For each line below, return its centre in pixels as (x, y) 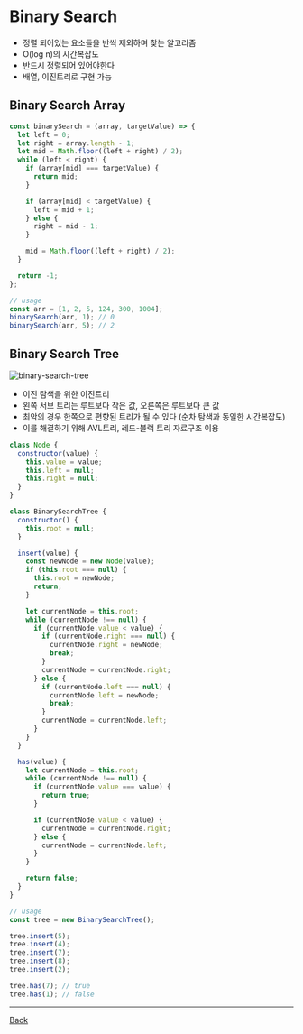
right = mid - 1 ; (66, 226)
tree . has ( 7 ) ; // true (50, 985)
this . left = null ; (60, 470)
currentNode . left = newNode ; (104, 695)
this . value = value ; (64, 462)
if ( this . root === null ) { (76, 570)
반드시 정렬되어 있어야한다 (69, 65)
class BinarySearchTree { (58, 512)
